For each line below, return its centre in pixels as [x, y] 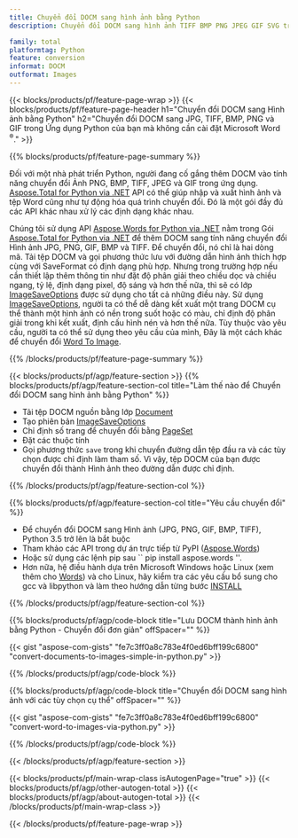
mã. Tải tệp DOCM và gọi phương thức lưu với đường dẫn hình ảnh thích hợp [148, 256]
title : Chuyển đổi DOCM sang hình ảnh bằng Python [105, 17]
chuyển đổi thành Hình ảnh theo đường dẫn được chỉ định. [128, 468]
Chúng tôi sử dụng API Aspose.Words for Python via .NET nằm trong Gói [141, 228]
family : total [35, 42]
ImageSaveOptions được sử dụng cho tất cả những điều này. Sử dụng [136, 294]
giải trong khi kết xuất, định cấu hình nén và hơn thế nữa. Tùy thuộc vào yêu [148, 322]
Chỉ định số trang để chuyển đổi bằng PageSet [107, 430]
